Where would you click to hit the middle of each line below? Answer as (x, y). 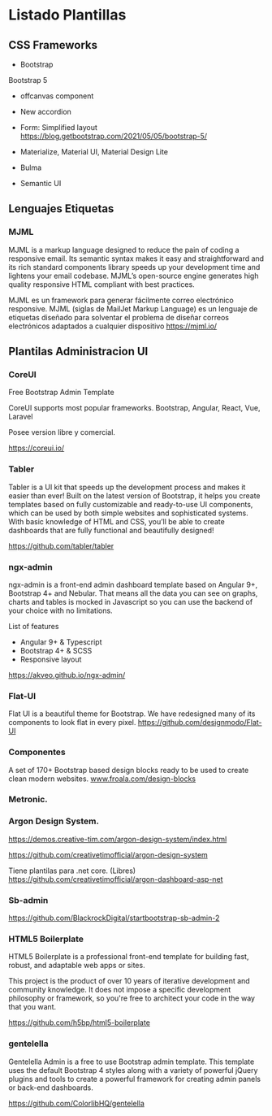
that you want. (32, 1007)
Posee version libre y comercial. (62, 432)
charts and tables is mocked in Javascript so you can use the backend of (131, 601)
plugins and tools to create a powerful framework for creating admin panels (135, 1079)
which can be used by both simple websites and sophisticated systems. (129, 513)
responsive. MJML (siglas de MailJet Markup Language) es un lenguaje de (133, 308)
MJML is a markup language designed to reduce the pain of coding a (124, 250)
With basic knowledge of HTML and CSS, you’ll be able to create (117, 521)
